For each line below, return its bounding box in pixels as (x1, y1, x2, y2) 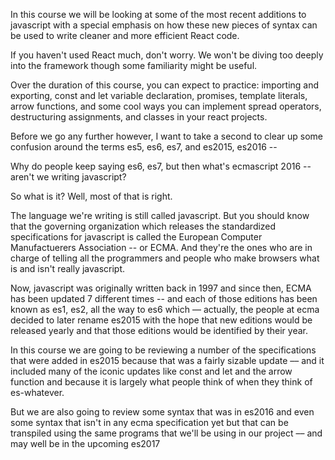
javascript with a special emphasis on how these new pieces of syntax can (10, 19, 318, 31)
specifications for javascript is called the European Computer (10, 231, 263, 243)
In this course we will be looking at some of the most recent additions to (10, 9, 307, 20)
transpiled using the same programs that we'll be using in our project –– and (10, 427, 323, 439)
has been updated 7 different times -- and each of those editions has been (10, 293, 318, 304)
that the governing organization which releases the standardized (10, 220, 277, 232)
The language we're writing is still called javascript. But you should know (10, 210, 310, 221)
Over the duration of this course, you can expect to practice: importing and (10, 79, 320, 91)
